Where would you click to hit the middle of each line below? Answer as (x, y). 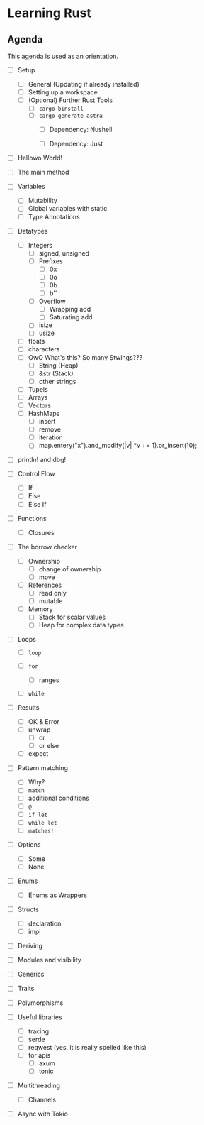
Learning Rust (50, 13)
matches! (41, 831)
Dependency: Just (76, 144)
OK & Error (44, 721)
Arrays (38, 397)
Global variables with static (68, 209)
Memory (40, 609)
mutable (51, 601)
